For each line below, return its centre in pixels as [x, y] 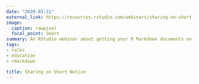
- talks [16, 50]
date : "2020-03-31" [30, 12]
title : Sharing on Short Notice [46, 72]
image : [14, 22]
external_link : [25, 17]
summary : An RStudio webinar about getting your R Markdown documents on [99, 39]
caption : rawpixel [34, 28]
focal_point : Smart [36, 34]
